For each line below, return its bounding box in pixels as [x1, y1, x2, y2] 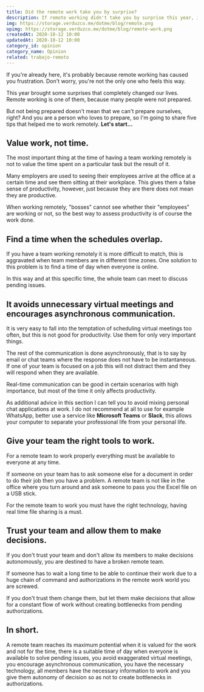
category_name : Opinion [6, 49, 67, 55]
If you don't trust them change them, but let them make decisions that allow [6, 594, 195, 601]
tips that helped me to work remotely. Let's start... [6, 120, 133, 128]
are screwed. [6, 582, 39, 590]
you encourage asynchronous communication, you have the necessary [6, 660, 184, 668]
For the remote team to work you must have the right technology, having [6, 502, 187, 509]
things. [6, 338, 24, 345]
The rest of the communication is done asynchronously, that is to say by [6, 349, 187, 357]
